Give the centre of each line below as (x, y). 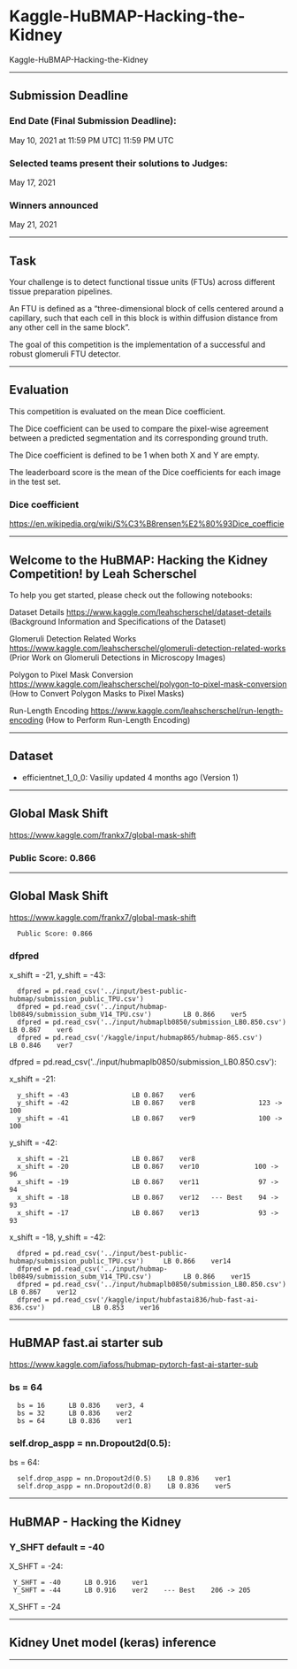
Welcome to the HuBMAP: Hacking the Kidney (138, 560)
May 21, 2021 (33, 225)
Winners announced (54, 205)
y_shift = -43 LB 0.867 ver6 (107, 1095)
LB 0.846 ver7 (41, 1045)
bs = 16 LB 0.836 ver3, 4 (80, 1406)
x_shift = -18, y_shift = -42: (57, 1237)
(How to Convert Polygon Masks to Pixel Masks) (97, 693)
